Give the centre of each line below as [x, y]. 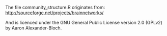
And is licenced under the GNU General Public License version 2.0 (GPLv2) [84, 23]
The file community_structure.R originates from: [55, 7]
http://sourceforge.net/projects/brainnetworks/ [54, 13]
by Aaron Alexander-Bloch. [34, 28]
